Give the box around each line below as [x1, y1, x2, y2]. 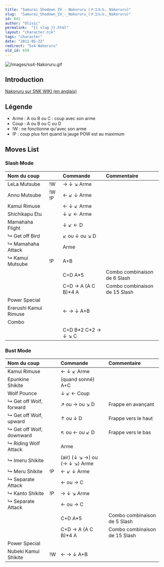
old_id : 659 [5, 48, 29, 53]
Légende [5, 102, 33, 111]
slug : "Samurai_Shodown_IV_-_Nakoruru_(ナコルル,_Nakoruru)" [5, 12, 131, 17]
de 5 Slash [108, 518, 133, 525]
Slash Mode [5, 160, 34, 166]
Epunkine [7, 376, 29, 383]
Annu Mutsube [7, 191, 41, 198]
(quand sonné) [61, 376, 95, 383]
